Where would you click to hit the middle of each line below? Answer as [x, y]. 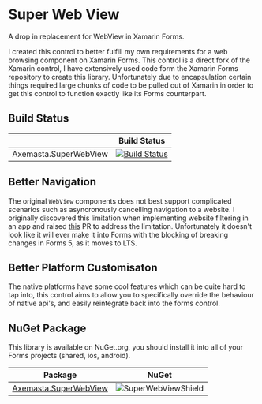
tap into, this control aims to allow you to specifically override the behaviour [131, 295]
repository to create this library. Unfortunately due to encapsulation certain [130, 77]
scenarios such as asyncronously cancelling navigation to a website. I [122, 209]
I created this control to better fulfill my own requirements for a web [118, 51]
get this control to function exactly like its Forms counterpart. [107, 93]
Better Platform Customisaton [83, 267]
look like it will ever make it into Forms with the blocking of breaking [118, 234]
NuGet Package [47, 328]
